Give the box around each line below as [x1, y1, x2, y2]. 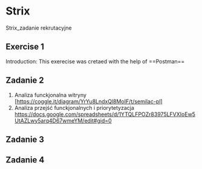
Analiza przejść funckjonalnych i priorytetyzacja [14, 104, 134, 111]
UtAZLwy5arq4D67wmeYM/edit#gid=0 [14, 116, 112, 124]
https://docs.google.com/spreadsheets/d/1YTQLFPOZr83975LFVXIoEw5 [14, 110, 196, 118]
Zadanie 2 [5, 75, 45, 86]
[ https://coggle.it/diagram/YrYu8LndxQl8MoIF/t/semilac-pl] [14, 98, 163, 105]
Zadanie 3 [5, 134, 45, 144]
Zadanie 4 [5, 155, 45, 165]
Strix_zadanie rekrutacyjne [5, 24, 72, 31]
